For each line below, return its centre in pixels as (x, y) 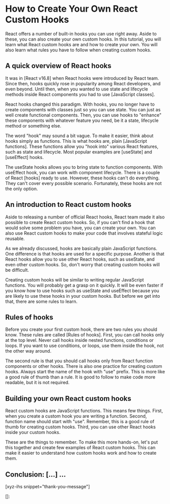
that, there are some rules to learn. (41, 301)
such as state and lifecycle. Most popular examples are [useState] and (79, 152)
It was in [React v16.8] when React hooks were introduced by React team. (82, 78)
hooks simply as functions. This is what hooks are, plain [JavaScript (76, 141)
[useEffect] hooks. (25, 157)
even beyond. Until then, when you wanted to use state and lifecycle (77, 89)
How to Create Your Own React (72, 9)
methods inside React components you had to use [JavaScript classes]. (80, 94)
